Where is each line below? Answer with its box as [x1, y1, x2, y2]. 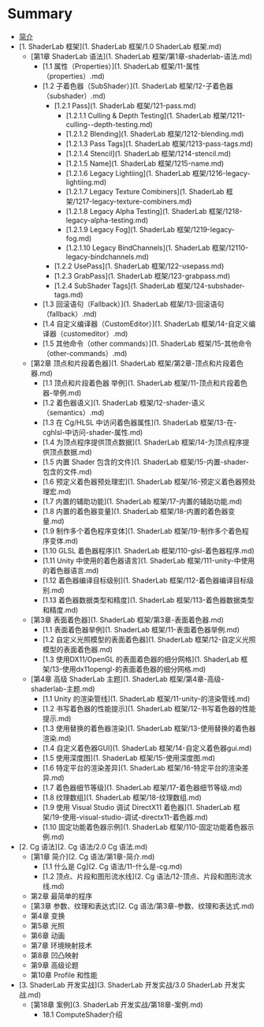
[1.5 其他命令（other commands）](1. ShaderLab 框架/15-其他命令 [42, 339, 252, 348]
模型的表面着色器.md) [42, 644, 113, 654]
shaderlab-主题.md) [30, 684, 95, 693]
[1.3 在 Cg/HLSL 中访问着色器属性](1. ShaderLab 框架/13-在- [42, 418, 237, 427]
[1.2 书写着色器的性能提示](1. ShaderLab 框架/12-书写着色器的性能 [42, 703, 256, 713]
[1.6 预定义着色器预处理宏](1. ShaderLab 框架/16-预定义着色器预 [42, 477, 249, 486]
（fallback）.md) [42, 309, 98, 318]
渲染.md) [42, 733, 72, 743]
